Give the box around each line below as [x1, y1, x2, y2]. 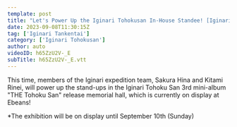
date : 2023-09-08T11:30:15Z [7, 23, 90, 30]
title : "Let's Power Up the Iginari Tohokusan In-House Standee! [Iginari [7, 17, 232, 24]
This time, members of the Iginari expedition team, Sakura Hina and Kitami [7, 75, 224, 84]
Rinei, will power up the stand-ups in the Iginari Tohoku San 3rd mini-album [7, 83, 226, 92]
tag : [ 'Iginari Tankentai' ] [7, 30, 90, 37]
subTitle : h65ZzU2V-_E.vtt [7, 56, 87, 64]
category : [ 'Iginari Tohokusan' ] [7, 37, 106, 44]
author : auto [7, 43, 46, 50]
